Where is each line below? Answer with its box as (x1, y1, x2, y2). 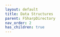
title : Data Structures (5, 12, 54, 16)
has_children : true (5, 25, 45, 30)
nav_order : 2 (5, 20, 32, 25)
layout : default (5, 7, 38, 12)
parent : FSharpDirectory (5, 16, 56, 21)
